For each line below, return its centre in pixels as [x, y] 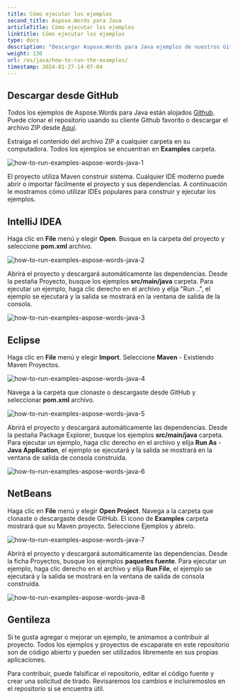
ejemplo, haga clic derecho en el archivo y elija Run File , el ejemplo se [110, 569]
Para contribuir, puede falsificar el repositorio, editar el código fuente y [111, 673]
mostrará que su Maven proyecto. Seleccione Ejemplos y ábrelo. [101, 526]
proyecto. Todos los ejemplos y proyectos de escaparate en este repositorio [119, 645]
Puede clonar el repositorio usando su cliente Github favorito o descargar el [118, 120]
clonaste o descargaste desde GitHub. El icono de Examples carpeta [108, 518]
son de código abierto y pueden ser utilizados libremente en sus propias [113, 652]
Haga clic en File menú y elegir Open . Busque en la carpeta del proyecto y [116, 239]
